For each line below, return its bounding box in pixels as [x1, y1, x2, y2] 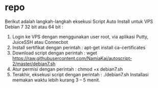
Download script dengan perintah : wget [12, 50, 98, 56]
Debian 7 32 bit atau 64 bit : [5, 23, 63, 30]
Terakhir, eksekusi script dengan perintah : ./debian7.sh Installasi [12, 71, 149, 77]
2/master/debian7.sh [12, 61, 56, 67]
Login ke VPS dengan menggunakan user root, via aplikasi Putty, [12, 34, 149, 40]
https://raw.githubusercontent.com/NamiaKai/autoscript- [12, 55, 132, 61]
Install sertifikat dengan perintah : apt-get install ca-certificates [12, 44, 146, 50]
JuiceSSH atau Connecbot [12, 39, 69, 45]
